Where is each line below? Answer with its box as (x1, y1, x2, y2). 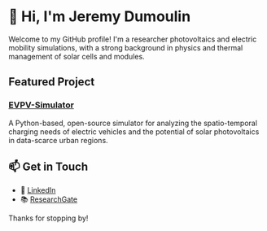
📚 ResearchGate (20, 194, 78, 204)
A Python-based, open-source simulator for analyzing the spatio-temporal (8, 118, 258, 128)
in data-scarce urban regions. (8, 135, 108, 145)
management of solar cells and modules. (8, 51, 145, 61)
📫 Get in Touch (8, 160, 89, 174)
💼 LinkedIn (20, 185, 56, 195)
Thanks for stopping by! (8, 213, 89, 223)
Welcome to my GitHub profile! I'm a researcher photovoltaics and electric (8, 34, 257, 44)
